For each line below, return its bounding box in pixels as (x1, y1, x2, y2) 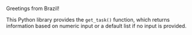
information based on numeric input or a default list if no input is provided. (6, 23, 187, 29)
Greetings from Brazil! (6, 5, 60, 12)
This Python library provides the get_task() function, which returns (6, 16, 170, 23)
